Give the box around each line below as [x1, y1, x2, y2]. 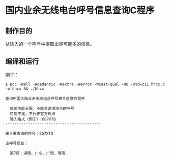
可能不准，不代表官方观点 [10, 111, 56, 116]
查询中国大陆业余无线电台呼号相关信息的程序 [5, 96, 85, 101]
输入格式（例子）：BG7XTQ [10, 116, 56, 122]
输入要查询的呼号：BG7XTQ [5, 131, 53, 136]
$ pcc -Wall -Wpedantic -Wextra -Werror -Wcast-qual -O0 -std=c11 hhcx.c [5, 82, 165, 87]
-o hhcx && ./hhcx [5, 86, 44, 91]
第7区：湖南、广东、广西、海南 [10, 150, 65, 155]
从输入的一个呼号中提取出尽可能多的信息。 [5, 41, 95, 47]
